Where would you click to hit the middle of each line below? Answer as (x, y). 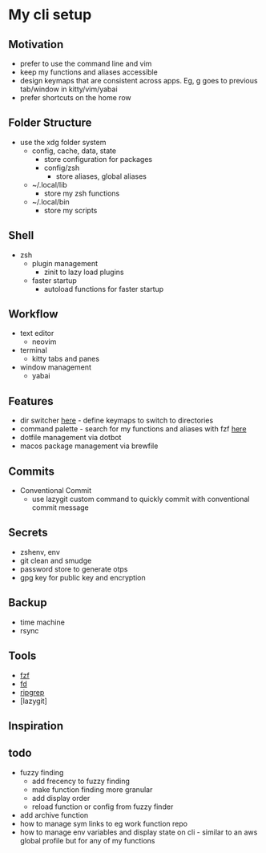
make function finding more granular (92, 789)
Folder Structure (50, 123)
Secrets (28, 533)
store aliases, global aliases (101, 176)
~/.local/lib (49, 184)
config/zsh (62, 168)
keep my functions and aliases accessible (89, 72)
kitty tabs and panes (66, 359)
